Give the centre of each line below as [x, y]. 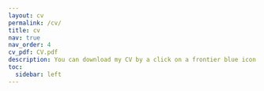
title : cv [25, 30]
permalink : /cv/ [35, 23]
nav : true [25, 38]
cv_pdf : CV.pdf [33, 52]
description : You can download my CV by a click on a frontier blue [123, 60]
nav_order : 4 [30, 45]
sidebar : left [38, 74]
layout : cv [26, 15]
